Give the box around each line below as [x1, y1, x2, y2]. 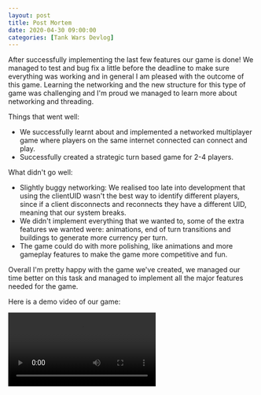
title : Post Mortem [8, 19, 72, 27]
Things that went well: [8, 112, 80, 122]
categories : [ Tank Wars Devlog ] [8, 33, 114, 42]
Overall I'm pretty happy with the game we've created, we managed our [8, 265, 241, 275]
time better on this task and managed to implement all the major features [8, 273, 244, 283]
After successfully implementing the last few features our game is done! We [8, 55, 254, 65]
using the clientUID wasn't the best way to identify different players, [19, 191, 240, 201]
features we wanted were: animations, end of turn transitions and [19, 225, 231, 234]
